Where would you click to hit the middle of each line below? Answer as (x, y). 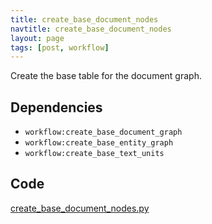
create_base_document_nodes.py (80, 208)
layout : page (37, 38)
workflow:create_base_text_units (94, 154)
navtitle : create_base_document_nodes (91, 29)
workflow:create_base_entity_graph (99, 143)
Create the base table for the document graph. (106, 76)
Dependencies (56, 107)
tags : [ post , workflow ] (60, 47)
